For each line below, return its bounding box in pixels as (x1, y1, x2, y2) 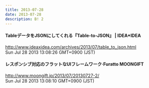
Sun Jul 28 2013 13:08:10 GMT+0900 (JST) (5, 78, 94, 84)
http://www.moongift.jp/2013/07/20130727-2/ (5, 73, 99, 79)
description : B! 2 (5, 16, 44, 21)
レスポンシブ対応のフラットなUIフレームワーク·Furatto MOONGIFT (5, 61, 144, 67)
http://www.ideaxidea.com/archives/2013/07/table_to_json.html (5, 44, 136, 50)
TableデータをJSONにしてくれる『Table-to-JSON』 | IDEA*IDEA (5, 32, 141, 38)
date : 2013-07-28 (5, 12, 42, 17)
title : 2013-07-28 (5, 7, 44, 12)
